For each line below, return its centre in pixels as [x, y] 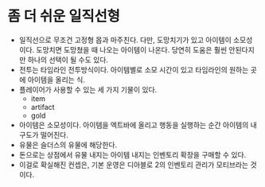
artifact [43, 107]
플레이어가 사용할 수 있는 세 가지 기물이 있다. [88, 89]
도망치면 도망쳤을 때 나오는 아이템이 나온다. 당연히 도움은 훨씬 [132, 49]
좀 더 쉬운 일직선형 [64, 16]
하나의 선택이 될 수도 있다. [68, 60]
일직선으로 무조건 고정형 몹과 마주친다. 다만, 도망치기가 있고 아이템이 [125, 40]
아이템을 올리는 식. [56, 80]
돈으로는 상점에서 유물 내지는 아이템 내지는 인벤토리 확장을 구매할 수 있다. [132, 154]
